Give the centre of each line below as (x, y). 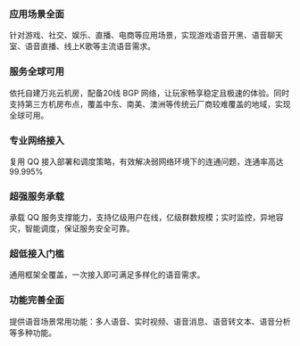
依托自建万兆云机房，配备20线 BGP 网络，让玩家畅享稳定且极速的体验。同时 (150, 93)
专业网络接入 (37, 140)
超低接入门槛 (37, 254)
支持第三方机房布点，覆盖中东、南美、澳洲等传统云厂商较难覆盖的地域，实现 (150, 103)
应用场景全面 (37, 13)
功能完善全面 (37, 301)
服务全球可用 (37, 71)
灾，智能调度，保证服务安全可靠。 (72, 228)
